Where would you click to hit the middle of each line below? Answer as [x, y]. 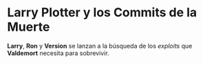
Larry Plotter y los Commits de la [102, 13]
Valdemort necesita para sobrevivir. [58, 53]
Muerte [29, 27]
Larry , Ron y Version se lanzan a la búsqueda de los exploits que [100, 46]
